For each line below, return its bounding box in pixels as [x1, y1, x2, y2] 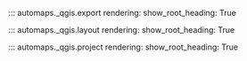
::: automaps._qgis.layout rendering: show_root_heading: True [8, 25, 235, 34]
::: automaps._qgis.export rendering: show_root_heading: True [8, 8, 237, 18]
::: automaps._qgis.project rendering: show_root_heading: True [8, 42, 238, 52]
